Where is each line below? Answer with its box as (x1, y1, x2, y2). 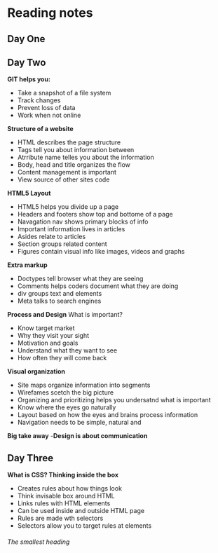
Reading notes (7, 5, 93, 21)
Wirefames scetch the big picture (17, 388, 114, 397)
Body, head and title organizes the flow (17, 161, 131, 169)
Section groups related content (17, 240, 107, 248)
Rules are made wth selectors (17, 514, 104, 523)
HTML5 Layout (7, 189, 51, 198)
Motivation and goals (17, 339, 79, 348)
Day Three (7, 452, 54, 464)
